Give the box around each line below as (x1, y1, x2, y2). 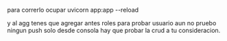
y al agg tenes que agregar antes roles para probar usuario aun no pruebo (7, 19, 217, 27)
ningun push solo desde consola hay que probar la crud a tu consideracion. (7, 27, 221, 34)
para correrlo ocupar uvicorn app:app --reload (7, 6, 139, 14)
